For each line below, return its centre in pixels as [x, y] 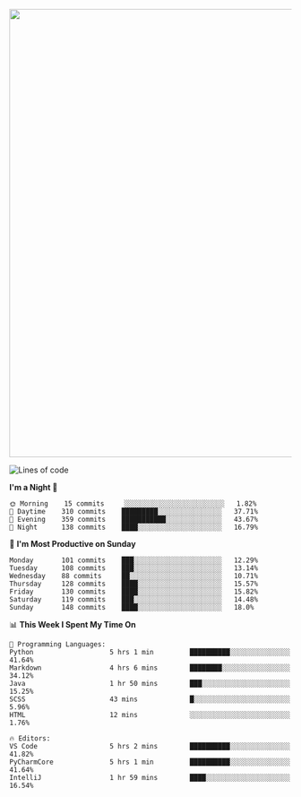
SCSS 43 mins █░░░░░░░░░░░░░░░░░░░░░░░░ [150, 699]
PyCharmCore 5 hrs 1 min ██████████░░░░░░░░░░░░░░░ [150, 762]
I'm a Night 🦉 [34, 487]
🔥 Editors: [30, 739]
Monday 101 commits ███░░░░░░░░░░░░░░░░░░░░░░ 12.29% [133, 560]
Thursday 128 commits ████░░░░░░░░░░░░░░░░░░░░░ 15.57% [133, 584]
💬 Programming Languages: [57, 645]
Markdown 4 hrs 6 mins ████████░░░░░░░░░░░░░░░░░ [150, 668]
